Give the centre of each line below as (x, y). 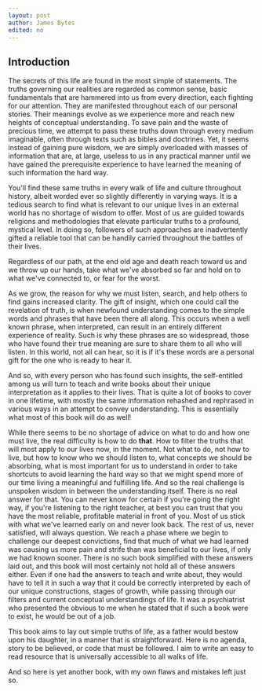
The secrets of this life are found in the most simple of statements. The (123, 81)
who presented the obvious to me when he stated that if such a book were (128, 608)
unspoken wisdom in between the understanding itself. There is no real (123, 491)
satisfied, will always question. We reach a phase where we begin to (118, 533)
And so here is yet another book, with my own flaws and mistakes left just (127, 672)
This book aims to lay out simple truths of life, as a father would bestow (124, 632)
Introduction (39, 62)
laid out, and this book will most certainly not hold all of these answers (122, 566)
